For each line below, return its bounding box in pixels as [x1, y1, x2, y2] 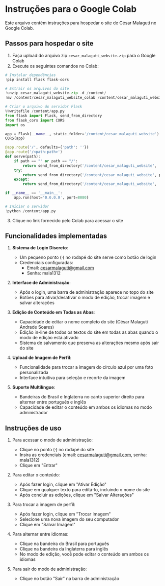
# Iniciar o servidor [5, 204, 50, 209]
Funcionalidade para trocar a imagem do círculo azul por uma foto [19, 364, 153, 370]
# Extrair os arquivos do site [5, 86, 69, 91]
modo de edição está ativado [19, 335, 79, 341]
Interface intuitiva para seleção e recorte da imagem [19, 375, 126, 381]
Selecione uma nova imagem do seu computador [19, 516, 119, 522]
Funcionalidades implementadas [5, 232, 107, 240]
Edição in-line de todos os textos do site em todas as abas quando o [19, 329, 158, 335]
